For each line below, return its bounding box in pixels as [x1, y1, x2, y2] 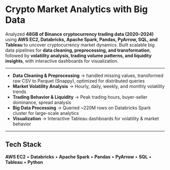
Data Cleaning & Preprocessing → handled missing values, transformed [12, 72, 163, 78]
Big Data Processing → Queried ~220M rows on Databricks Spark [12, 105, 151, 111]
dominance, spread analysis [12, 99, 72, 105]
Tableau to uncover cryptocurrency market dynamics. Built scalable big [5, 41, 155, 48]
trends [12, 89, 26, 95]
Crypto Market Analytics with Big [5, 4, 148, 15]
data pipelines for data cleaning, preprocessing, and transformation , [5, 47, 151, 53]
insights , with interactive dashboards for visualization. [5, 58, 119, 64]
